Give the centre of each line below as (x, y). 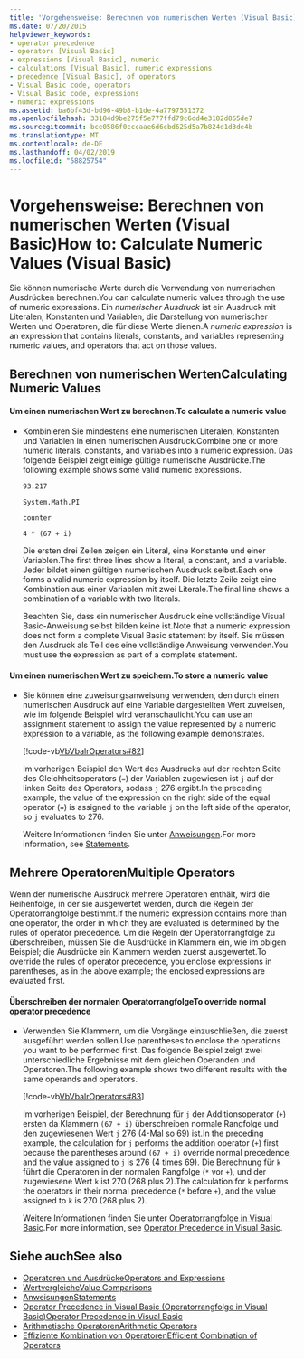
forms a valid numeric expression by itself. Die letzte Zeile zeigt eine (149, 580)
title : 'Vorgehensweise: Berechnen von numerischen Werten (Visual (139, 18)
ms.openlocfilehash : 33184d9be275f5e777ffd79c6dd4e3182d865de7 (131, 118)
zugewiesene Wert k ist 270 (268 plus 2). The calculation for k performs (155, 1182)
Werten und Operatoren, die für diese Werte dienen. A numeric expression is (151, 326)
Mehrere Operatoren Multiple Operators (123, 872)
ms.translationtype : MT (54, 136)
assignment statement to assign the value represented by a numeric (149, 724)
